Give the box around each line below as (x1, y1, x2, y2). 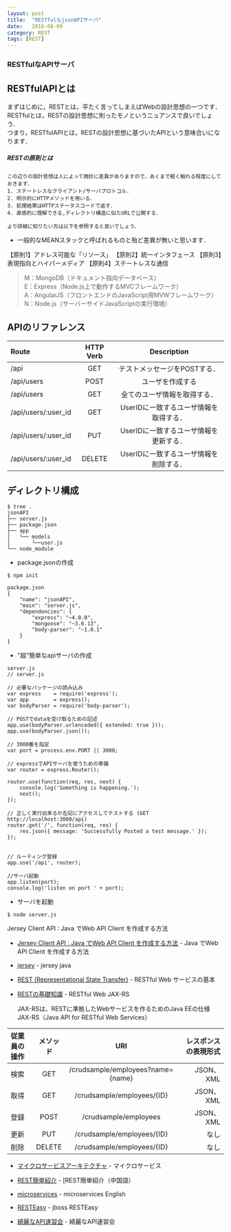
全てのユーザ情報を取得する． (121, 389, 218, 399)
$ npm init (7, 572, 38, 579)
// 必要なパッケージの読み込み (7, 684, 83, 691)
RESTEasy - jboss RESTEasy (16, 1203, 98, 1211)
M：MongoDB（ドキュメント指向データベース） (23, 273, 160, 282)
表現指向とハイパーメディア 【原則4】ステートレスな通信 (7, 259, 168, 267)
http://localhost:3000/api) (7, 816, 88, 823)
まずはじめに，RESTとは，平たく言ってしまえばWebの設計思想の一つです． (7, 102, 221, 111)
